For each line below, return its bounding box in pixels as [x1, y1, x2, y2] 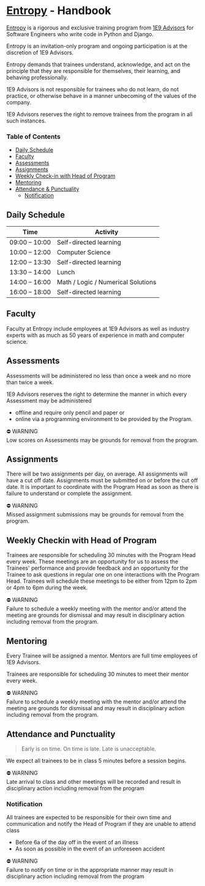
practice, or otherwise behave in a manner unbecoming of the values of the [6, 92, 197, 99]
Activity [94, 228, 119, 237]
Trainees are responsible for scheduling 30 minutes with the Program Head [6, 551, 196, 559]
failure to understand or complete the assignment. [6, 490, 133, 497]
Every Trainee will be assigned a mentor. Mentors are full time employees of [6, 652, 198, 659]
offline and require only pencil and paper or [15, 409, 125, 416]
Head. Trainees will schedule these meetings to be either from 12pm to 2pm [6, 577, 197, 585]
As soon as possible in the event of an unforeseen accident [15, 845, 165, 852]
